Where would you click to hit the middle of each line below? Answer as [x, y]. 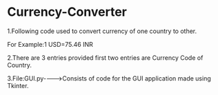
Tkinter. [18, 85]
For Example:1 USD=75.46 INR [50, 44]
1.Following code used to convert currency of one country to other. [102, 31]
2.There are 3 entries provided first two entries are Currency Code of [105, 57]
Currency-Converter [67, 12]
